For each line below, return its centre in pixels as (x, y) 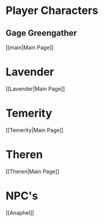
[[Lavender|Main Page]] (35, 89)
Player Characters (52, 11)
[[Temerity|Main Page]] (35, 130)
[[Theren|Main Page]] (33, 171)
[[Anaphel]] (20, 212)
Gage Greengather (41, 33)
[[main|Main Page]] (30, 47)
